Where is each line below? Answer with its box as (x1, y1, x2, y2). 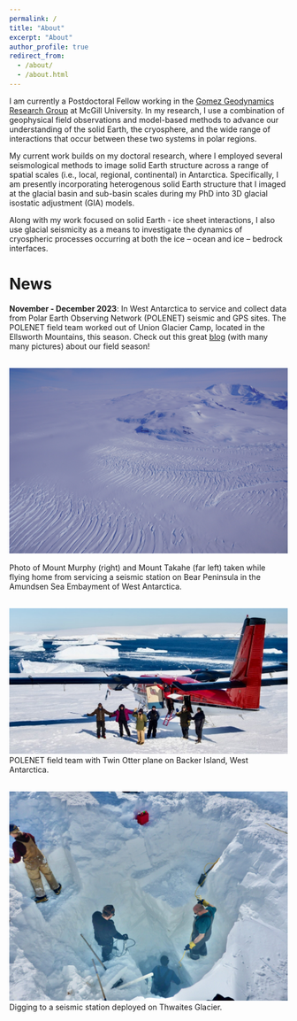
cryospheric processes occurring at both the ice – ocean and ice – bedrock (9, 233, 283, 244)
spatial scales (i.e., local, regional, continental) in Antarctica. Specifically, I (9, 169, 279, 180)
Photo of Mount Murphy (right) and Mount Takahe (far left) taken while (9, 562, 266, 573)
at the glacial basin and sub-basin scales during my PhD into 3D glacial (9, 188, 268, 198)
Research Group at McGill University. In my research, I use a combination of (9, 104, 286, 115)
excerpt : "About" (9, 33, 73, 42)
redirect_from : (9, 51, 65, 61)
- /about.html (17, 71, 69, 80)
